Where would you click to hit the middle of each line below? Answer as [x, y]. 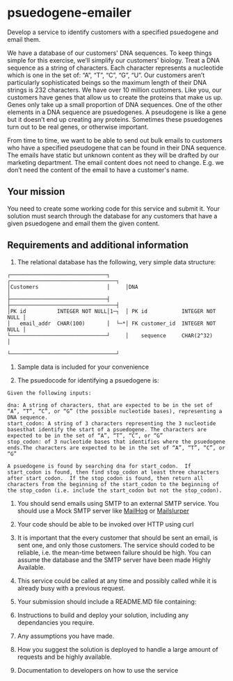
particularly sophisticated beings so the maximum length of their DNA [107, 82]
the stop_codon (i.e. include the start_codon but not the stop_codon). [115, 490]
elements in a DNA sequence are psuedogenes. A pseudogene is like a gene [117, 112]
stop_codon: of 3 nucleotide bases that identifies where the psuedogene [116, 442]
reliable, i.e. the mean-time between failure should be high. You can [114, 552]
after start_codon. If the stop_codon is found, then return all [105, 478]
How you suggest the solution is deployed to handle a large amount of [118, 649]
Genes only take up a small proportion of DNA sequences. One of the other [115, 104]
